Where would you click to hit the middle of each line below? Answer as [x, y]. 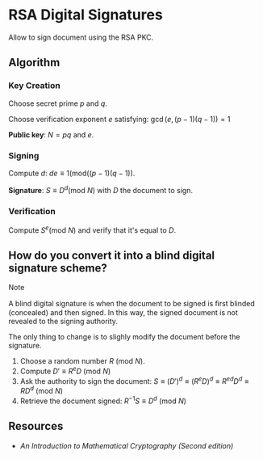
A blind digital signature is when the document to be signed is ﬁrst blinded [132, 304]
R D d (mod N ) [41, 390]
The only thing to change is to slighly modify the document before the [124, 337]
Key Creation [34, 86]
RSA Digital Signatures [86, 15]
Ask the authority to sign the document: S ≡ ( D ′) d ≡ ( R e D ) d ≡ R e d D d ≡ [134, 380]
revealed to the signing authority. [63, 322]
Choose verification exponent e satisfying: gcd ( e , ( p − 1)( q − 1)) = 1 [120, 119]
